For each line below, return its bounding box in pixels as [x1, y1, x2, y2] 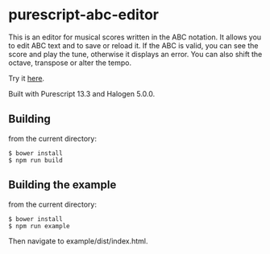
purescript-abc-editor [8, 6, 160, 24]
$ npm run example [8, 222, 70, 230]
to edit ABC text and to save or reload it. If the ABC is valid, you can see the [8, 40, 259, 50]
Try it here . [8, 73, 45, 83]
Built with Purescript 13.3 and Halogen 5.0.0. [8, 88, 156, 98]
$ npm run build [8, 156, 63, 164]
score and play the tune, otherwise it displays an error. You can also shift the [8, 49, 263, 59]
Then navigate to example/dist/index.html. [8, 236, 148, 246]
